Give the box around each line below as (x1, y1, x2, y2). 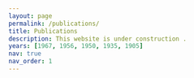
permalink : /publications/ (8, 19, 100, 28)
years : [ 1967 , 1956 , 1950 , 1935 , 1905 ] (8, 42, 144, 50)
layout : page (8, 11, 53, 20)
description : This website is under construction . (8, 34, 187, 43)
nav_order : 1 (8, 58, 53, 66)
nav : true (8, 50, 42, 58)
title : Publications (8, 27, 79, 35)
